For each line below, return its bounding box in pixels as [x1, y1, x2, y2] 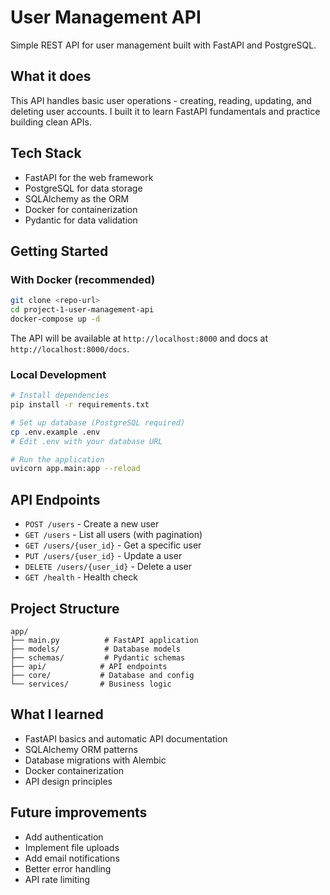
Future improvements [10, 804, 148, 821]
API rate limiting [24, 873, 91, 885]
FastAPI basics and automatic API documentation [24, 732, 228, 745]
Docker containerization [24, 764, 125, 776]
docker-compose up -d [10, 314, 101, 324]
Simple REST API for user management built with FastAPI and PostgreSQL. [10, 39, 317, 51]
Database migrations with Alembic [24, 754, 167, 766]
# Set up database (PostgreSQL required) [10, 417, 186, 428]
